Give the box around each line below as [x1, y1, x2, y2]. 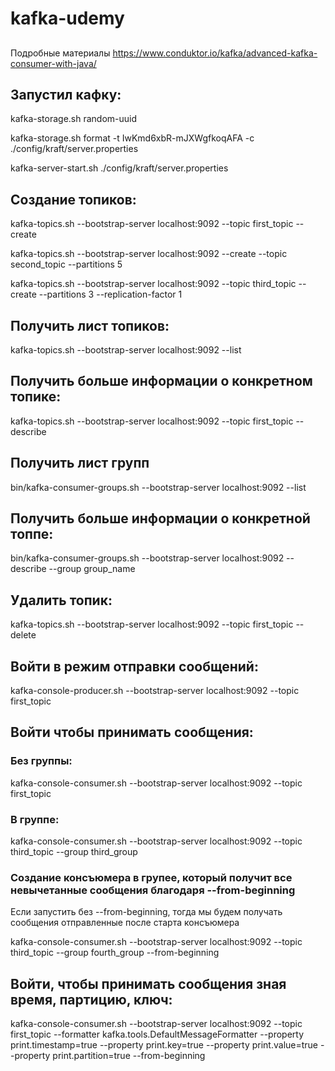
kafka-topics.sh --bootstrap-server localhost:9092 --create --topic [10, 248, 288, 260]
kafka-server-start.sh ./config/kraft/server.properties [10, 162, 229, 174]
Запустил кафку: [10, 86, 122, 103]
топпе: [10, 526, 54, 543]
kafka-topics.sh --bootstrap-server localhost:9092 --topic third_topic [10, 278, 297, 290]
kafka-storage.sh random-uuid [10, 113, 138, 125]
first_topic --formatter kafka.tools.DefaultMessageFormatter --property [10, 1028, 305, 1041]
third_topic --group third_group [10, 846, 138, 858]
